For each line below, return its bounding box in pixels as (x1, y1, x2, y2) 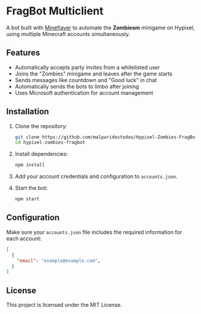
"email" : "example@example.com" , (17, 258, 101, 264)
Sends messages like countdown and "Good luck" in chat (14, 76, 157, 83)
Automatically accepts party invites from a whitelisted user (14, 64, 160, 71)
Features (6, 48, 40, 58)
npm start (14, 196, 40, 202)
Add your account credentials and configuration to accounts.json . (14, 173, 178, 180)
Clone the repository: (14, 122, 68, 129)
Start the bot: (14, 185, 48, 192)
